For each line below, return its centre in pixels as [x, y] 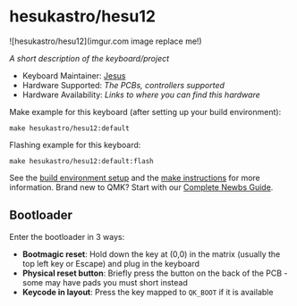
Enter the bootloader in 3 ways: [67, 236]
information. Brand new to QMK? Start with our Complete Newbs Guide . [141, 187]
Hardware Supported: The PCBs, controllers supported [123, 85]
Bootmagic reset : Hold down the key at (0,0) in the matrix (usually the [151, 254]
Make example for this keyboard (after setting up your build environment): [145, 112]
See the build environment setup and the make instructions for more [135, 178]
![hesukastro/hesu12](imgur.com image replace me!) [106, 41]
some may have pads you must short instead [105, 282]
